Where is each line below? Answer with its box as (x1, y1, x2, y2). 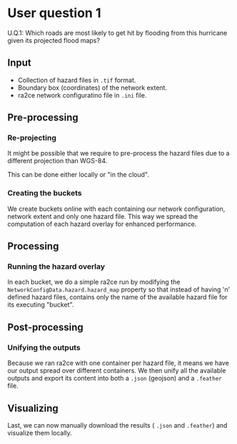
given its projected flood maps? (7, 36, 100, 44)
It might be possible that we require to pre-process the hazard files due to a (7, 149, 230, 158)
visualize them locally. (7, 428, 73, 437)
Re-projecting (7, 133, 57, 143)
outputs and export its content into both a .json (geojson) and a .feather (7, 374, 223, 383)
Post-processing (7, 321, 84, 333)
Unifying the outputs (7, 342, 81, 352)
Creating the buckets (7, 188, 82, 198)
